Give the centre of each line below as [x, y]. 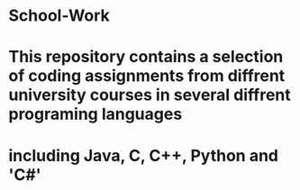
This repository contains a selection [146, 57]
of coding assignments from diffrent [147, 76]
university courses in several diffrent [150, 95]
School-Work [59, 16]
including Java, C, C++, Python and [144, 155]
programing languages [95, 114]
